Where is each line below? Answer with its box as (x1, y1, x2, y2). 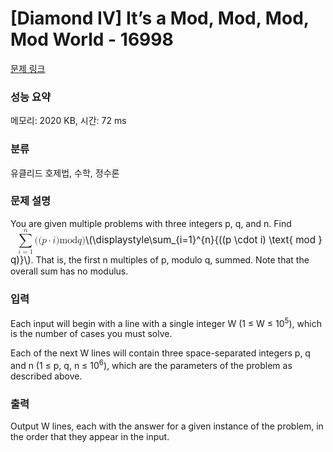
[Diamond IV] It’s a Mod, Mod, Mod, (10, 7, 310, 30)
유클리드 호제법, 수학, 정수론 (10, 167, 120, 179)
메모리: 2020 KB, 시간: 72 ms (10, 115, 127, 127)
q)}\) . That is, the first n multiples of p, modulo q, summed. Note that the (10, 253, 310, 267)
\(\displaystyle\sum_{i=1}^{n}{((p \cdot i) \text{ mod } (85, 233, 323, 246)
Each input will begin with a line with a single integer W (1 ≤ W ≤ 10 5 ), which (10, 315, 322, 329)
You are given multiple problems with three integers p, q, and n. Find (10, 217, 292, 229)
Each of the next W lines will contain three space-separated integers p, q (10, 347, 311, 359)
